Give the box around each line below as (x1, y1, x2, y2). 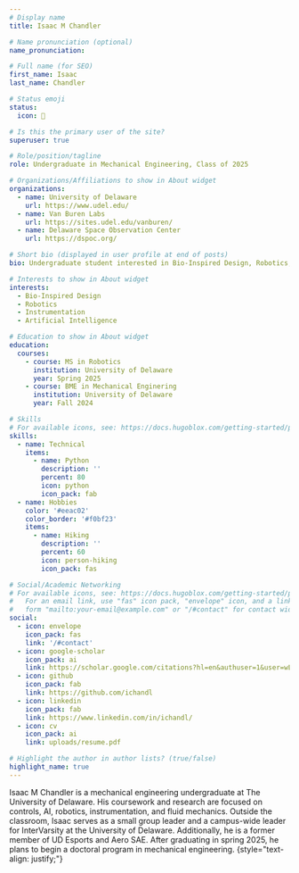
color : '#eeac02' (25, 506, 90, 515)
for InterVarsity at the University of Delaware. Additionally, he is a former (9, 825, 276, 836)
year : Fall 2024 (32, 399, 93, 408)
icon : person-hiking (41, 555, 117, 565)
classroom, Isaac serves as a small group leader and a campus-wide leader (9, 815, 287, 826)
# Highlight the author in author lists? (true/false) (9, 754, 217, 763)
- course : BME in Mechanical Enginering (25, 382, 177, 391)
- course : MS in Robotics (25, 357, 122, 366)
